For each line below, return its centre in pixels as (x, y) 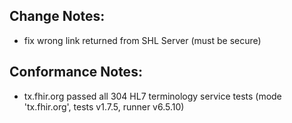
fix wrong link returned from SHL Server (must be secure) (142, 40)
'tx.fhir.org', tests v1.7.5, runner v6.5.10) (104, 106)
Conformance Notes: (76, 72)
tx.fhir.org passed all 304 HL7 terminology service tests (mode (152, 96)
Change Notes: (57, 16)
